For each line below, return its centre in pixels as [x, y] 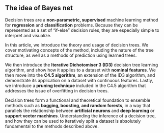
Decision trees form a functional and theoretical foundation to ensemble [78, 100]
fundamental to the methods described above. [52, 126]
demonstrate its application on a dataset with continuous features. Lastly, [79, 80]
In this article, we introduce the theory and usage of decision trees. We [77, 45]
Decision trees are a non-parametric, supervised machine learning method [82, 20]
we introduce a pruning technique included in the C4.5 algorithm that [76, 86]
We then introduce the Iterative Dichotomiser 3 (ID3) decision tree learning [82, 65]
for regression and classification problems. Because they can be [72, 25]
